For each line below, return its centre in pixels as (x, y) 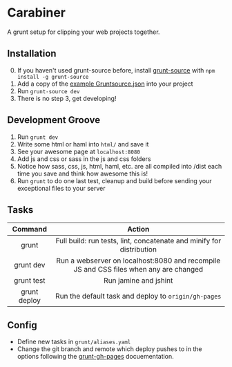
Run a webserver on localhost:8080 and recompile (138, 261)
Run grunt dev (38, 137)
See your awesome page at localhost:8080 (78, 151)
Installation (32, 54)
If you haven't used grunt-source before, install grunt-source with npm (116, 70)
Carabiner (36, 13)
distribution (138, 250)
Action (138, 229)
